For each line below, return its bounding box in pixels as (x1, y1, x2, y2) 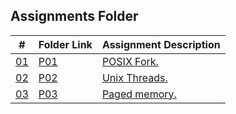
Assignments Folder (10, 8, 139, 25)
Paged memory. (101, 87, 177, 101)
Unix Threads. (101, 70, 168, 84)
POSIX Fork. (101, 54, 159, 68)
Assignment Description (101, 37, 221, 51)
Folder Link (38, 37, 93, 51)
